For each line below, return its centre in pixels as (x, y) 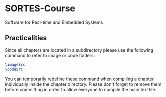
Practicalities (26, 38)
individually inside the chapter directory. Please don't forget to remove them (83, 84)
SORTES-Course (40, 9)
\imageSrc (15, 64)
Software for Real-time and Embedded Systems (54, 22)
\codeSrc (14, 69)
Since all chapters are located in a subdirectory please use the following (79, 50)
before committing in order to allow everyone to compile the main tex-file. (81, 89)
